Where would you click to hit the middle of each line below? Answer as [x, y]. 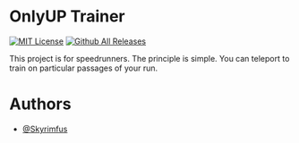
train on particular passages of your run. [84, 68]
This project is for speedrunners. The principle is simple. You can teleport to [149, 58]
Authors [40, 104]
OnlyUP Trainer [67, 17]
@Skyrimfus [45, 129]
